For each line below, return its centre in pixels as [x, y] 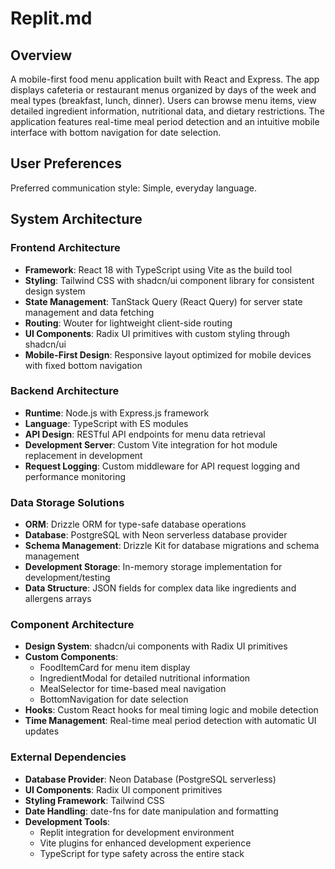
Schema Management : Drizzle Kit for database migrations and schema [172, 546]
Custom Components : [71, 657]
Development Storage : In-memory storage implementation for [153, 567]
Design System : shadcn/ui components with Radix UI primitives [156, 646]
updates [42, 731]
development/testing [67, 578]
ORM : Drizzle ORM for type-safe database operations [135, 524]
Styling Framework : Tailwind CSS [94, 800]
